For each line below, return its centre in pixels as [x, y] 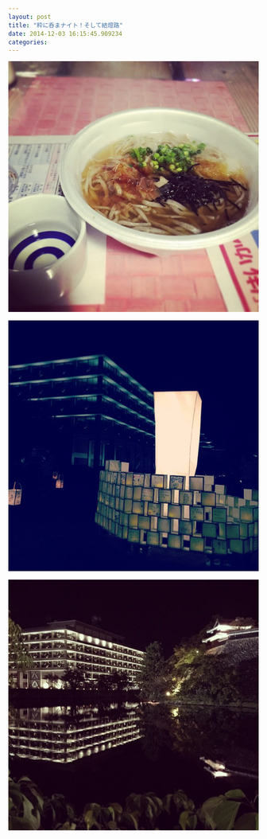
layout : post [30, 17]
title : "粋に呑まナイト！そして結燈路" [66, 25]
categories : [28, 42]
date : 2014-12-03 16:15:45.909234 [66, 33]
